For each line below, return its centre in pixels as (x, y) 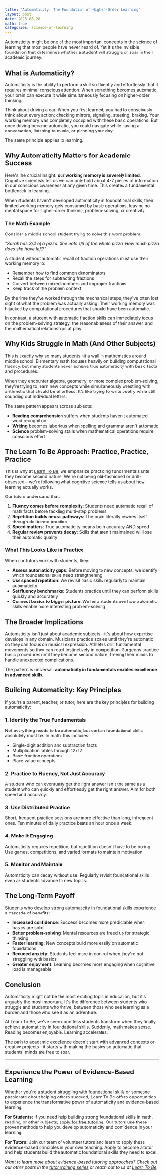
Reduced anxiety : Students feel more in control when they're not (78, 953)
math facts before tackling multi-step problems (59, 511)
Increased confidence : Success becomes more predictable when (78, 922)
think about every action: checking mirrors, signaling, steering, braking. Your (82, 115)
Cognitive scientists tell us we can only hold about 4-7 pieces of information (82, 180)
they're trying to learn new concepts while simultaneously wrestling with (78, 386)
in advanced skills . (24, 675)
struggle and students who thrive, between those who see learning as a (77, 1007)
